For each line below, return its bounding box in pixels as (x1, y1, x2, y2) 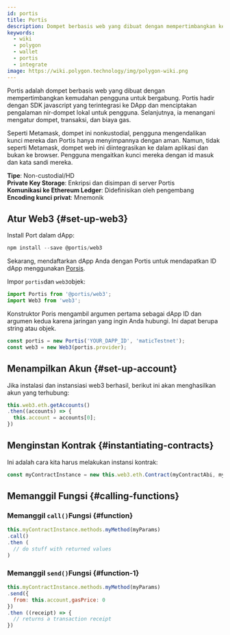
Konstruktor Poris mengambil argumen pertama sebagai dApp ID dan (7, 310, 202, 318)
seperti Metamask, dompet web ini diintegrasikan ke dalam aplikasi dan (7, 143, 209, 152)
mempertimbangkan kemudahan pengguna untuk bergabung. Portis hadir (7, 93, 215, 102)
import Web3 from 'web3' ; (7, 297, 81, 304)
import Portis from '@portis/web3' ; (7, 291, 112, 298)
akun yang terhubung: (7, 389, 70, 397)
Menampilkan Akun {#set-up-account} (7, 363, 178, 375)
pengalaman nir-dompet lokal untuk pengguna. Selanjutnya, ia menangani (7, 108, 216, 117)
